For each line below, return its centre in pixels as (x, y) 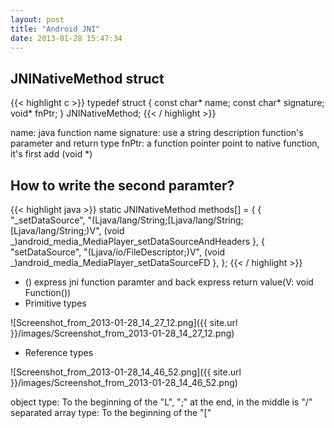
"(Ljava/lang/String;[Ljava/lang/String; (165, 220)
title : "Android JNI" (55, 29)
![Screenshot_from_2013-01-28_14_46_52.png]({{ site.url (126, 372)
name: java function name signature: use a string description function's (157, 133)
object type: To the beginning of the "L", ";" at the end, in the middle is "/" (161, 402)
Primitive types (55, 303)
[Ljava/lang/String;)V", (56, 230)
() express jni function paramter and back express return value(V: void (169, 282)
